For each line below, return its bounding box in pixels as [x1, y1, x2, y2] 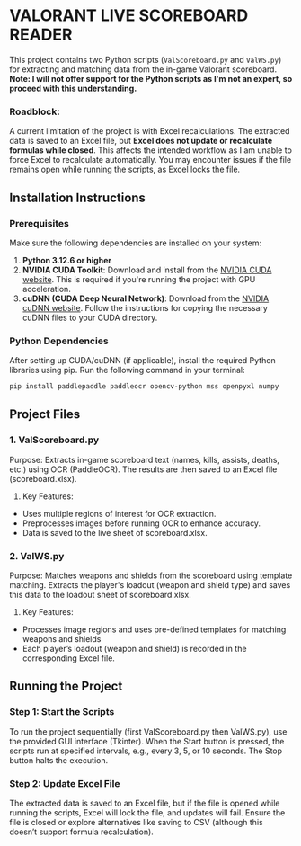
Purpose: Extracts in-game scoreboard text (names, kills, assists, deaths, [9, 454, 280, 465]
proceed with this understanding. [9, 83, 137, 94]
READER [9, 24, 73, 45]
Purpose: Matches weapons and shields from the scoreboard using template [9, 570, 293, 581]
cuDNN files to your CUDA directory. [22, 312, 158, 323]
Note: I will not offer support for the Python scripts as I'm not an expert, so [9, 73, 293, 84]
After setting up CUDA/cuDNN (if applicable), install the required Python [9, 355, 276, 366]
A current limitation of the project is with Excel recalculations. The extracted [9, 126, 290, 137]
